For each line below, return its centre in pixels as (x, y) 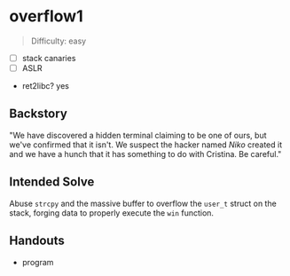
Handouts (37, 241)
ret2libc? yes (45, 86)
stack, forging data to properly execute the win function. (112, 213)
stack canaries (49, 58)
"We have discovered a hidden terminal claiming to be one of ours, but (138, 135)
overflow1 (46, 16)
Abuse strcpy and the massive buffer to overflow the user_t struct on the (143, 203)
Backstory (39, 114)
